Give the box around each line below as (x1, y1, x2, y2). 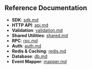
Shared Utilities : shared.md (11, 32, 68, 38)
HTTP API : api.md (11, 22, 49, 28)
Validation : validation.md (11, 27, 63, 33)
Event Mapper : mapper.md (11, 58, 67, 64)
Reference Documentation (4, 4, 87, 12)
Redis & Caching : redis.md (11, 48, 66, 54)
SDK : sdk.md (11, 17, 39, 23)
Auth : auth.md (11, 43, 41, 48)
